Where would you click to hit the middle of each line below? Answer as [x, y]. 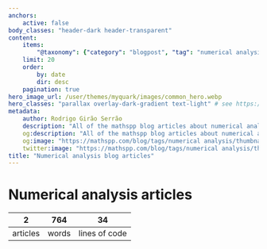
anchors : [23, 15]
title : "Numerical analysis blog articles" [81, 155]
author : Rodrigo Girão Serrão [73, 119]
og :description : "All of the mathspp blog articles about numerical [138, 133]
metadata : [25, 112]
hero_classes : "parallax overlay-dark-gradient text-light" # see [120, 104]
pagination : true [51, 89]
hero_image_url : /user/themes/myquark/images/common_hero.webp [115, 97]
